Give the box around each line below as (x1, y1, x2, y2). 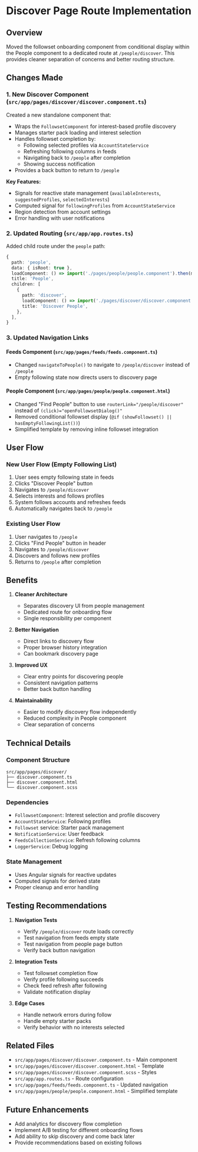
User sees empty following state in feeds (14, 473, 114, 481)
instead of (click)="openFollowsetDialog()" (14, 407, 123, 414)
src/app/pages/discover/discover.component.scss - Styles (14, 1069, 157, 1076)
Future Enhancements (6, 1104, 90, 1115)
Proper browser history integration (23, 644, 107, 651)
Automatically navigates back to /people (14, 505, 113, 512)
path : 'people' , (11, 259, 51, 265)
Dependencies (6, 798, 49, 807)
